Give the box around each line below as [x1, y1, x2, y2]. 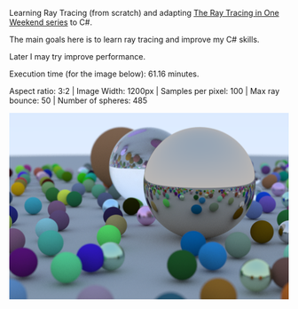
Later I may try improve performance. [9, 51, 146, 61]
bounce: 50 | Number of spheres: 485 [9, 95, 148, 106]
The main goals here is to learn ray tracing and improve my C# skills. [9, 35, 260, 44]
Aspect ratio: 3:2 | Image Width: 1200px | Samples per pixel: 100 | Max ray [9, 86, 280, 96]
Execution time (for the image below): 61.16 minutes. [9, 68, 200, 79]
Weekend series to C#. [9, 17, 93, 28]
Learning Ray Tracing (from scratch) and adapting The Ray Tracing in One [9, 8, 279, 18]
